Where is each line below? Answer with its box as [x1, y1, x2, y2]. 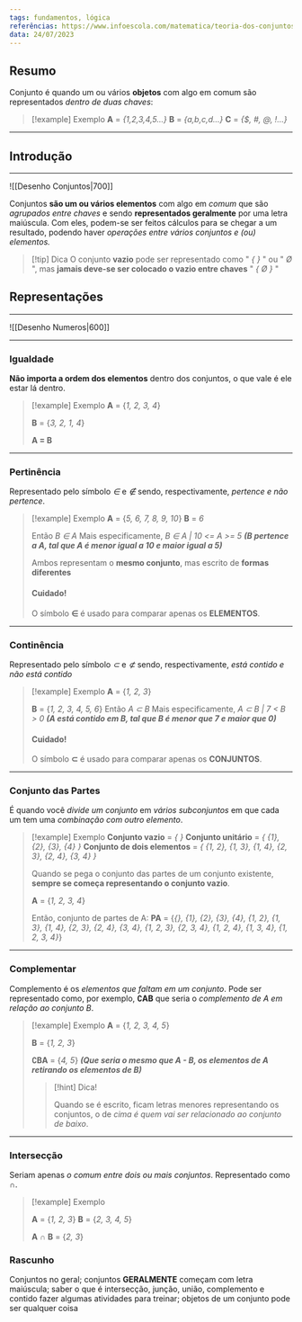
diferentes [31, 567, 72, 578]
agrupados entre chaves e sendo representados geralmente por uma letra [9, 208, 289, 219]
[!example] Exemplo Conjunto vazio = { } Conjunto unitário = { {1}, [31, 832, 280, 843]
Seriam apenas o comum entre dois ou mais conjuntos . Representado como [9, 1170, 290, 1180]
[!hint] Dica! [53, 1081, 97, 1093]
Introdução [9, 148, 73, 164]
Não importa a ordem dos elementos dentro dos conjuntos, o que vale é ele [9, 373, 292, 384]
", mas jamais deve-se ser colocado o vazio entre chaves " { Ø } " [31, 264, 280, 274]
